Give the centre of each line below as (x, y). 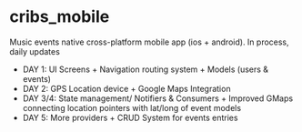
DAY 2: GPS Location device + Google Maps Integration (126, 88)
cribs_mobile (60, 17)
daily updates (35, 51)
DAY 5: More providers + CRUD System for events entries (130, 117)
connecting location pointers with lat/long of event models (132, 107)
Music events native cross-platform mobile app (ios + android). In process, (149, 42)
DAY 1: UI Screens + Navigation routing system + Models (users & (146, 69)
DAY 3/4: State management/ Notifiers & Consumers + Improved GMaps (158, 98)
